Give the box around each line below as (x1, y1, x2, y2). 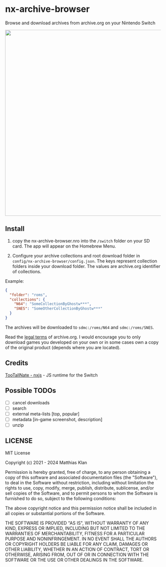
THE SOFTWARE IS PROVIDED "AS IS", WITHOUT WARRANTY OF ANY (5, 520, 149, 526)
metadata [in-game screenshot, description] (12, 416, 103, 422)
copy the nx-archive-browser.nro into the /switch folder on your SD (12, 238, 150, 244)
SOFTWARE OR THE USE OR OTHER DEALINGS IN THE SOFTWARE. (5, 557, 144, 563)
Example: (5, 278, 24, 284)
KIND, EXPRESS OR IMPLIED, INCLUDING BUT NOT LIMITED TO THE (5, 525, 145, 531)
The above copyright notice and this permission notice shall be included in (5, 505, 157, 511)
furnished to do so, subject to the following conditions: (5, 495, 116, 502)
